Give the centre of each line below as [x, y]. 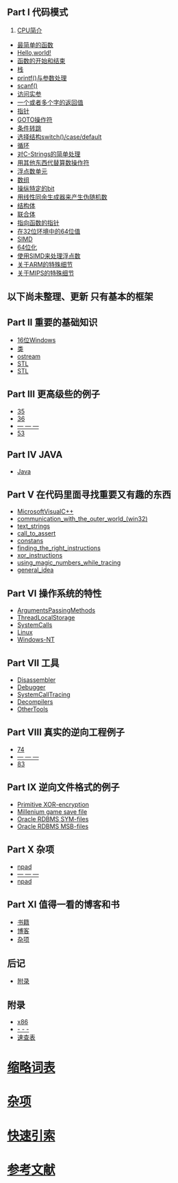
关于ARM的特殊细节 [45, 264]
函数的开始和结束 [41, 60]
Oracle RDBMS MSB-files [53, 826]
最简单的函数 [35, 45]
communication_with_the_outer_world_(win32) [82, 519]
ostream [29, 357]
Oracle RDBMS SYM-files [53, 819]
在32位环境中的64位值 [49, 231]
